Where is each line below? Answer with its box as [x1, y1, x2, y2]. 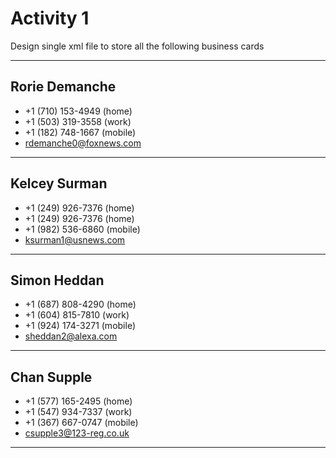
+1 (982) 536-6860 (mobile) [24, 223, 141, 235]
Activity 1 [10, 7, 90, 30]
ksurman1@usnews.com [24, 233, 126, 246]
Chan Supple [10, 368, 93, 386]
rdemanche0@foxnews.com [24, 137, 142, 149]
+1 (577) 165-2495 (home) [24, 395, 133, 407]
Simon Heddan [10, 272, 105, 289]
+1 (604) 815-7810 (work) [24, 309, 130, 321]
